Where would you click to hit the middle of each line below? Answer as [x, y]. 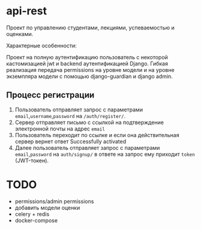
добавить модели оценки [47, 207]
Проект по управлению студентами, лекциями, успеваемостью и [91, 28]
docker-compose [36, 220]
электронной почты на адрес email [60, 128]
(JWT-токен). [32, 161]
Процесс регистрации [50, 95]
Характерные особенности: [41, 46]
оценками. [20, 34]
